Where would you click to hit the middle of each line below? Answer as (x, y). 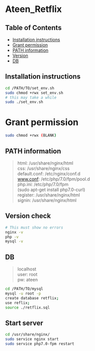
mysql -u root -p (23, 293)
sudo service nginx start (32, 339)
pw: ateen (28, 280)
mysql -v (14, 241)
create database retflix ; (32, 298)
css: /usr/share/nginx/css (43, 168)
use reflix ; (17, 303)
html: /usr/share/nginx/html (45, 163)
